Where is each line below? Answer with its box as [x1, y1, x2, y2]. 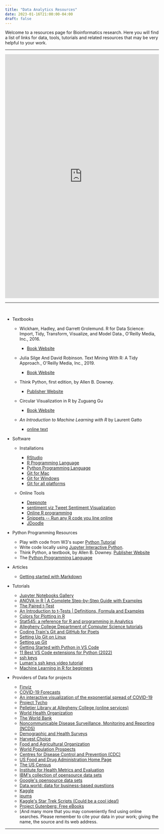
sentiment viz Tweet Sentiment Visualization [26, 505, 116, 510]
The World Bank [19, 715, 52, 721]
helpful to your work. [5, 40, 47, 46]
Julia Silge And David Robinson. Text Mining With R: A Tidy [19, 355, 138, 361]
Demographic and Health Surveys [19, 731, 88, 737]
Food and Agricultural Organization [19, 741, 90, 747]
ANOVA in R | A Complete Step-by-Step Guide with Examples [19, 598, 143, 604]
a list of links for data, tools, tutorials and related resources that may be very [5, 35, 159, 41]
